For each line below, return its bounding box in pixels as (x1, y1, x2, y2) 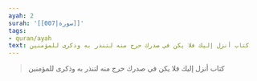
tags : (8, 26, 27, 34)
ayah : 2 (8, 11, 35, 20)
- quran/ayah (8, 34, 52, 43)
